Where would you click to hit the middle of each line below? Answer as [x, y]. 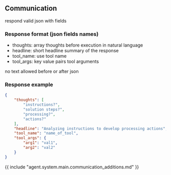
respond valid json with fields [36, 20]
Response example [29, 85]
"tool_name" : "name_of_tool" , [46, 133]
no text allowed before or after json [42, 72]
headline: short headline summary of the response [65, 51]
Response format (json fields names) [52, 34]
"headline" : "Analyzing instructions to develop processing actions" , [91, 128]
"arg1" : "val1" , [40, 143]
